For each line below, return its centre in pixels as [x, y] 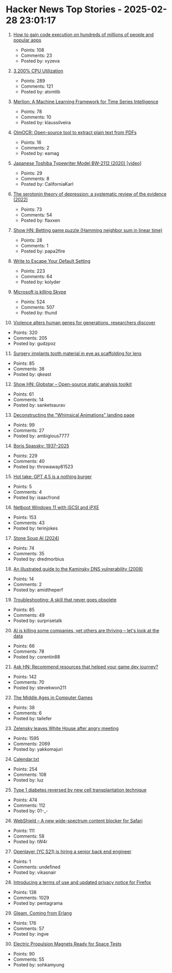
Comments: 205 [30, 338]
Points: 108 [33, 50]
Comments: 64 [37, 276]
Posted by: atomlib [40, 91]
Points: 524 [33, 302]
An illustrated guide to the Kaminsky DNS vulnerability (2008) [78, 569]
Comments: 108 [30, 774]
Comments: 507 [38, 307]
